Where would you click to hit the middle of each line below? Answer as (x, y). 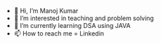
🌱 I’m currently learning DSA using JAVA (72, 25)
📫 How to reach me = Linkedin (59, 34)
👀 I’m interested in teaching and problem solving (84, 18)
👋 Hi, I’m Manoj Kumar (46, 11)
